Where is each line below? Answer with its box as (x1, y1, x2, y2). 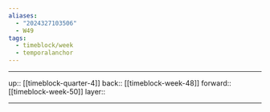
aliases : (8, 11, 38, 20)
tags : (8, 34, 27, 42)
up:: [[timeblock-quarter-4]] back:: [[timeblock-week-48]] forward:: (8, 78, 231, 88)
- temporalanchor (15, 49, 74, 57)
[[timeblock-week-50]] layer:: (8, 87, 106, 96)
